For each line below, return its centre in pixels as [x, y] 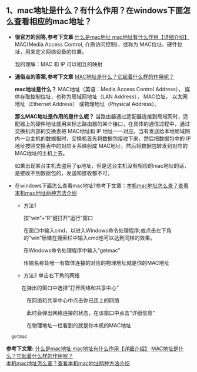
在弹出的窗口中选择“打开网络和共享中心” [70, 288]
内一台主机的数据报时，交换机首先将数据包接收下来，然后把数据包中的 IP [103, 138]
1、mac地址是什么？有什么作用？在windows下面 [95, 11]
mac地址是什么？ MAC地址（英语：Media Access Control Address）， [99, 89]
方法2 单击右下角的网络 [52, 275]
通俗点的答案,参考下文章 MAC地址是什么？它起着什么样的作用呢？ [94, 77]
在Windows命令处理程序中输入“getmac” [72, 250]
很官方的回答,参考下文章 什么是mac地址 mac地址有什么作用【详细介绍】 [102, 36]
